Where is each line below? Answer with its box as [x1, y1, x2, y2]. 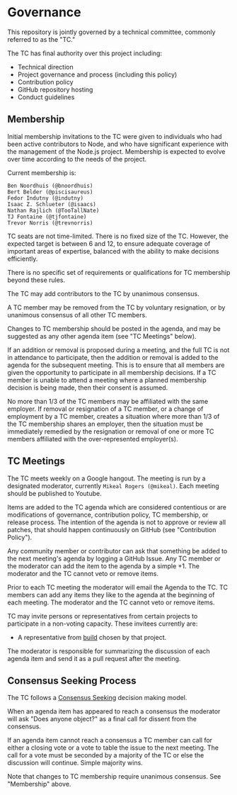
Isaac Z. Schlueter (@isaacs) [7, 201, 97, 208]
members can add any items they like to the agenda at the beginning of [7, 590, 215, 599]
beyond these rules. [7, 276, 66, 284]
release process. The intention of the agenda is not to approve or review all [7, 518, 226, 526]
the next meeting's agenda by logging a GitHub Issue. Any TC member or [7, 554, 221, 563]
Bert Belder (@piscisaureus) [7, 188, 93, 196]
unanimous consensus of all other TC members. [7, 310, 147, 319]
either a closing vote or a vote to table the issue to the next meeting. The [7, 743, 219, 752]
